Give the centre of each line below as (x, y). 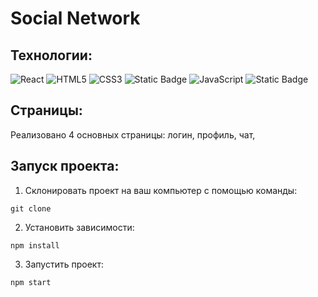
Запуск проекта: (65, 166)
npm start (31, 282)
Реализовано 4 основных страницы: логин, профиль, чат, (133, 134)
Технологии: (51, 55)
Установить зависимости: (79, 227)
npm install (35, 245)
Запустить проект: (64, 264)
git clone (31, 208)
